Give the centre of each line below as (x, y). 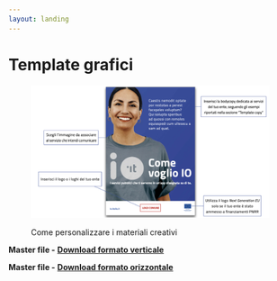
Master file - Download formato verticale (86, 249)
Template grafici (71, 64)
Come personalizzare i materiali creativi (104, 232)
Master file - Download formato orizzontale (91, 267)
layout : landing (39, 19)
